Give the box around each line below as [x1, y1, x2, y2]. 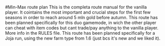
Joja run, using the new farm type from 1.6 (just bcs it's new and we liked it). [5, 35, 161, 41]
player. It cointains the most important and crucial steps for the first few [5, 9, 151, 15]
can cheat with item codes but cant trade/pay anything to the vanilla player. [5, 25, 159, 31]
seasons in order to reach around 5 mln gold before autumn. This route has [5, 15, 158, 20]
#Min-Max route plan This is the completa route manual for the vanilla [5, 4, 147, 10]
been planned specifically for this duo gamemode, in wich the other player [5, 20, 157, 25]
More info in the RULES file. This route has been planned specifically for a [5, 30, 156, 36]
